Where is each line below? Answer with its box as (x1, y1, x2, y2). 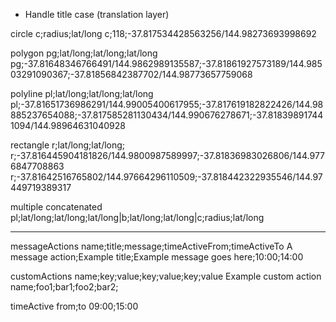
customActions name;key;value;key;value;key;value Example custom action (10, 270, 322, 282)
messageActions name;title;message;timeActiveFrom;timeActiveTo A (10, 240, 293, 252)
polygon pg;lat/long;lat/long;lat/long (10, 47, 158, 59)
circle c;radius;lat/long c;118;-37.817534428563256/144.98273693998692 (10, 28, 317, 39)
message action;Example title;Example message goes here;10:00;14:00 (10, 251, 304, 263)
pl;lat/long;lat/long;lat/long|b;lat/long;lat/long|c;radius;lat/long (10, 212, 265, 223)
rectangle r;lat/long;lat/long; (10, 139, 126, 151)
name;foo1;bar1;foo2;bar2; (10, 281, 119, 293)
